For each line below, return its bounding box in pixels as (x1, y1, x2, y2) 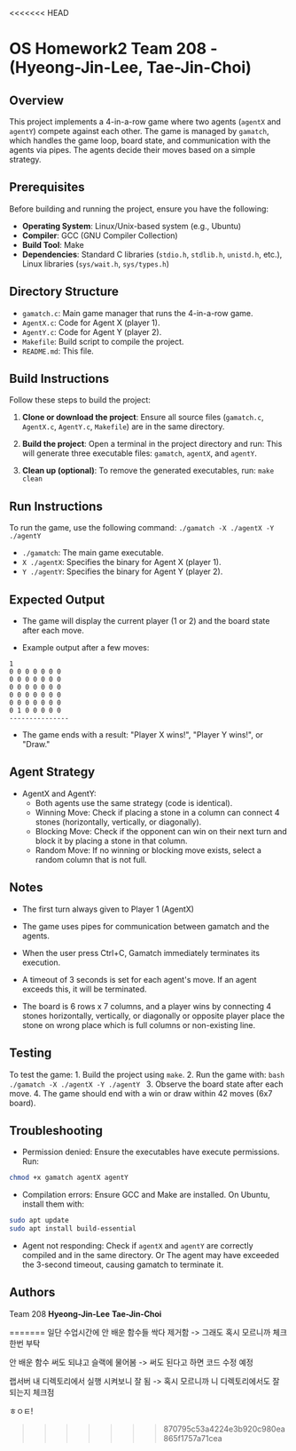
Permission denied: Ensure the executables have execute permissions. (21, 1146, 280, 1158)
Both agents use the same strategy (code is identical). (35, 797, 233, 808)
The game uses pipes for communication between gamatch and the (21, 921, 270, 931)
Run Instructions (9, 498, 104, 514)
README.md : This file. (21, 346, 95, 356)
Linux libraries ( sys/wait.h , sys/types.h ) (21, 258, 170, 269)
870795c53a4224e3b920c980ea (163, 1423, 285, 1434)
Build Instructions (9, 371, 110, 387)
